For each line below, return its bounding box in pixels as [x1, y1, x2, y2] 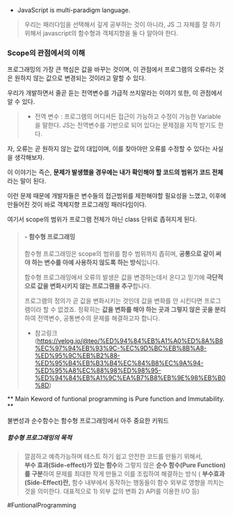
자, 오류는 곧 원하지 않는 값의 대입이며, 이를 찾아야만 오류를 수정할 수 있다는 [7, 144, 211, 153]
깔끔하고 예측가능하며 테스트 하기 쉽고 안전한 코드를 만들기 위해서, [24, 453, 203, 461]
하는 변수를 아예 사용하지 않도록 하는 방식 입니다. [31, 258, 160, 266]
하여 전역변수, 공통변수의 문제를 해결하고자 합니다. [24, 314, 160, 322]
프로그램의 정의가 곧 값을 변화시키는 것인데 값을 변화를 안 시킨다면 [24, 296, 203, 305]
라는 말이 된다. [7, 177, 47, 185]
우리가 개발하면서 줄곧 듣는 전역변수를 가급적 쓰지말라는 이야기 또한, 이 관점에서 [7, 89, 223, 97]
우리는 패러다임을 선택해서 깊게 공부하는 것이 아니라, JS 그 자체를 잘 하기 [24, 20, 221, 29]
